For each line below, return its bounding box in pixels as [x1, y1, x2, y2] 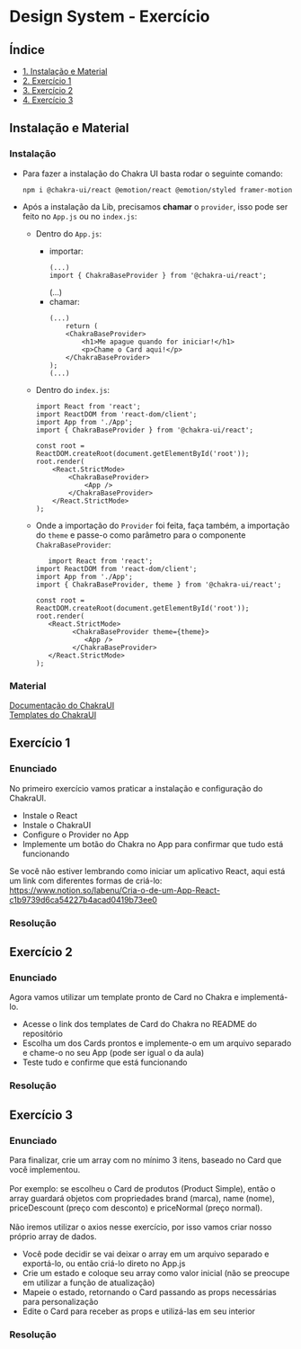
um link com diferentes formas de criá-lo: [9, 875, 163, 886]
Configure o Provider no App [22, 829, 129, 840]
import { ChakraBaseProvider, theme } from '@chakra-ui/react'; [35, 580, 282, 589]
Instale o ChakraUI [22, 819, 92, 830]
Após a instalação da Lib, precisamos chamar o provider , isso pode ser [22, 201, 288, 212]
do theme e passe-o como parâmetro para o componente [35, 529, 246, 540]
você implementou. [9, 1164, 81, 1175]
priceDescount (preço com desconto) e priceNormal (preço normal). [9, 1202, 263, 1213]
